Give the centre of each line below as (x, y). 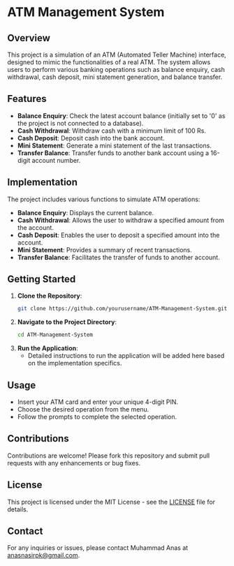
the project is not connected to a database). (80, 123)
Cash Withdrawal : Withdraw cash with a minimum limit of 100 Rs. (112, 131)
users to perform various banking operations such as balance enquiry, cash (116, 70)
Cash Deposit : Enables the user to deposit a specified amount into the (118, 235)
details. (18, 509)
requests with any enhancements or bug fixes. (74, 463)
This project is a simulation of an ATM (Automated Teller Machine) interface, (117, 55)
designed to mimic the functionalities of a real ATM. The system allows (109, 62)
